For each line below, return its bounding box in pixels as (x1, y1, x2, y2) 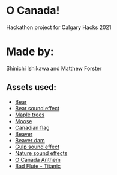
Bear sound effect (14, 104, 60, 112)
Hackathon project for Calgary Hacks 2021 (6, 24, 112, 31)
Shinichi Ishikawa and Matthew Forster (6, 65, 102, 72)
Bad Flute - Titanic (14, 162, 61, 170)
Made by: (6, 45, 54, 59)
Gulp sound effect (14, 143, 60, 150)
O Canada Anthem (14, 156, 61, 163)
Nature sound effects (14, 149, 68, 157)
